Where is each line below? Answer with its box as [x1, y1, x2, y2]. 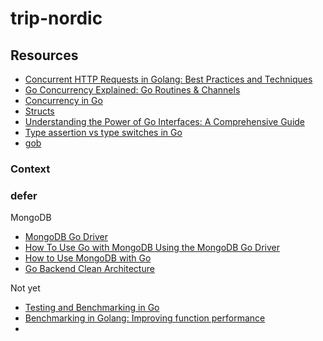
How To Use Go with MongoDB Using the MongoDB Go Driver [24, 242, 280, 254]
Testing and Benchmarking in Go [24, 302, 160, 314]
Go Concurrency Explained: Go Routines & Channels [24, 84, 241, 96]
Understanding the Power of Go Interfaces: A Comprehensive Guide [24, 116, 306, 127]
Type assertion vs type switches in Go [24, 127, 183, 138]
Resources [10, 47, 79, 64]
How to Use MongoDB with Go [24, 252, 152, 264]
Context [10, 162, 51, 176]
